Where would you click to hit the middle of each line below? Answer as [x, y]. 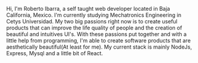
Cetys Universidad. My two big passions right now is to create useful [92, 21]
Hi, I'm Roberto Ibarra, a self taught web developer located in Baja [88, 9]
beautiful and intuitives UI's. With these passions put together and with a [97, 34]
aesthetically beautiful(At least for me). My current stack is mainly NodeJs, [99, 47]
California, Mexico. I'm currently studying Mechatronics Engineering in [94, 15]
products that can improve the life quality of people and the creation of [94, 28]
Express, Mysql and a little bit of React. [55, 53]
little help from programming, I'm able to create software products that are [99, 40]
